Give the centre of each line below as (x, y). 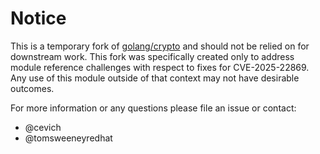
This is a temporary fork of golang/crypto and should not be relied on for (160, 46)
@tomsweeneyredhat (68, 138)
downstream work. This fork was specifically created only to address (152, 56)
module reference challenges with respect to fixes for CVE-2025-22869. (160, 67)
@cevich (43, 127)
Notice (38, 18)
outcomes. (32, 88)
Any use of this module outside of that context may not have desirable (155, 78)
